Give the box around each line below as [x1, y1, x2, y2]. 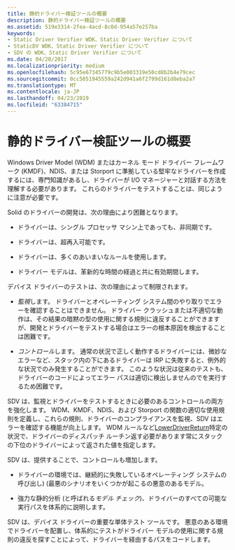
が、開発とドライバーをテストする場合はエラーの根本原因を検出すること [17, 323, 226, 332]
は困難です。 [17, 332, 55, 340]
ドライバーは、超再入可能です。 [17, 237, 110, 246]
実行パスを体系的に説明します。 [17, 502, 110, 511]
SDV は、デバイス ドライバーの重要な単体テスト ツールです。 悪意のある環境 [7, 517, 228, 526]
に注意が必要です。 [7, 193, 62, 202]
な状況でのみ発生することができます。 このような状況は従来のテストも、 [17, 365, 227, 373]
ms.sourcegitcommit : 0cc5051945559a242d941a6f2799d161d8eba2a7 [7, 75, 196, 83]
